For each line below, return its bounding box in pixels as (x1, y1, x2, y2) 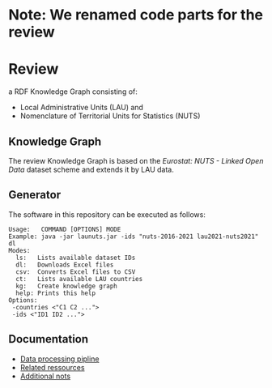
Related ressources (19, 362, 85, 372)
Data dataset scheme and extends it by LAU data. (8, 164, 174, 174)
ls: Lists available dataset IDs (15, 254, 136, 262)
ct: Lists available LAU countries (15, 275, 143, 283)
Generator (8, 188, 62, 202)
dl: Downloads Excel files (15, 261, 114, 269)
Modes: (8, 246, 31, 254)
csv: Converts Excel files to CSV (15, 267, 136, 276)
